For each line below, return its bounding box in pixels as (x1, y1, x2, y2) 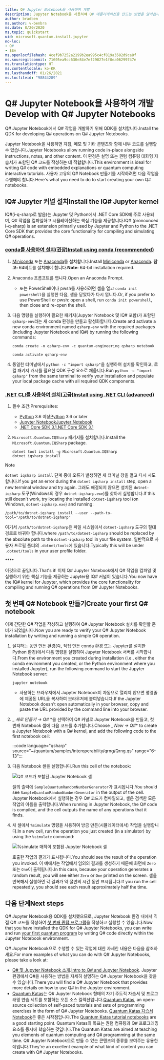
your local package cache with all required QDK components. (12, 378, 136, 384)
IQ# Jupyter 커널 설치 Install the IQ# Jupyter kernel (5, 197, 159, 206)
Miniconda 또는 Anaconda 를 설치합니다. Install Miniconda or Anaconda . (12, 258, 153, 264)
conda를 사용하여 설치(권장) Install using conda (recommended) (5, 246, 154, 253)
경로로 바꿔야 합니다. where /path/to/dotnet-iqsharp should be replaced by (5, 530, 155, 536)
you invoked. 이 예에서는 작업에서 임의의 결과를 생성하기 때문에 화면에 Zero (12, 860, 156, 866)
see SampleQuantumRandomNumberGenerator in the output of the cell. (12, 789, 144, 795)
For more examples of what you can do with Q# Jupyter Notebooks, (14, 951, 151, 957)
